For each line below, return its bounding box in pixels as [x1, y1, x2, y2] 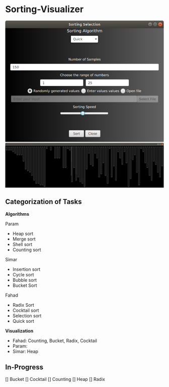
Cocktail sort [12, 307, 39, 313]
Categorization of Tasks [5, 198, 82, 206]
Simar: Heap [12, 348, 39, 354]
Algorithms [5, 211, 29, 217]
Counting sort [12, 247, 41, 253]
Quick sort [12, 318, 34, 324]
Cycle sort [12, 271, 34, 277]
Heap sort [12, 230, 34, 236]
